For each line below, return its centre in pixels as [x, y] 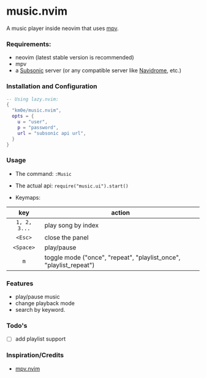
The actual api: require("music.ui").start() [72, 186]
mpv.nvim [28, 368]
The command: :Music [43, 173]
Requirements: [29, 44]
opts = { [23, 116]
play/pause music [37, 297]
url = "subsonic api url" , [52, 133]
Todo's [17, 325]
